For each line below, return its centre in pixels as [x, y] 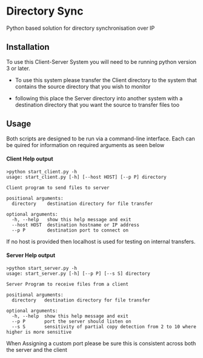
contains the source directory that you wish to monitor [83, 86]
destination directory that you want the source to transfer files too [97, 105]
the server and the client [37, 349]
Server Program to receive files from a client [68, 284]
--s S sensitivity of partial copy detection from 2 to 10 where [104, 326]
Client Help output [30, 159]
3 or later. [18, 68]
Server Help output [31, 255]
